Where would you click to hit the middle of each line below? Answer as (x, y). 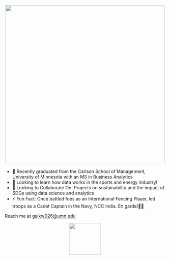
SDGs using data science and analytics (53, 193)
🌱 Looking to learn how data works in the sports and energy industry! (85, 182)
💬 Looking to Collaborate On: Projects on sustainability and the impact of (88, 187)
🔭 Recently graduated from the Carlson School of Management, (79, 171)
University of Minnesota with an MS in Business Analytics (72, 177)
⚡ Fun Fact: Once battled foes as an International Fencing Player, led (84, 199)
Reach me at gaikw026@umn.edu (40, 216)
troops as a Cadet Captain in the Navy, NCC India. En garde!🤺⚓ (78, 206)
